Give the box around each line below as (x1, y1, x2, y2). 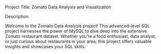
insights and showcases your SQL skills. (5, 44, 86, 49)
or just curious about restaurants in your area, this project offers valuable (5, 38, 152, 44)
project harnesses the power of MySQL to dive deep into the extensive (5, 28, 147, 34)
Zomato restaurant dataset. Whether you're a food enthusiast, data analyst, (5, 34, 156, 39)
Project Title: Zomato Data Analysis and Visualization (5, 4, 111, 10)
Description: (5, 14, 30, 19)
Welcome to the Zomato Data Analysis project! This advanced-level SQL (5, 23, 150, 29)
